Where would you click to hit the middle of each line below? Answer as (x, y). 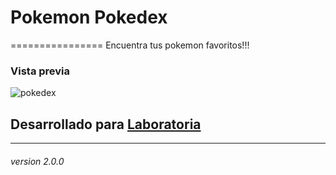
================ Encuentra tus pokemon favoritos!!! (130, 45)
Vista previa (40, 71)
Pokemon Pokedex (89, 17)
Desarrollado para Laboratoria (106, 124)
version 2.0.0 (37, 161)
